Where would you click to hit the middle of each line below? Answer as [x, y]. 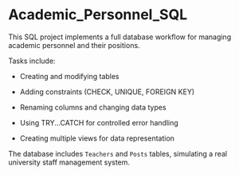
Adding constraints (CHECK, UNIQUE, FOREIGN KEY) [107, 91]
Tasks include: [32, 61]
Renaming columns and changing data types [93, 107]
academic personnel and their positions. [74, 45]
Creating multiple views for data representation [97, 138]
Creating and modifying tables [69, 76]
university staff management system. [69, 162]
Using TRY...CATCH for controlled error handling [99, 122]
